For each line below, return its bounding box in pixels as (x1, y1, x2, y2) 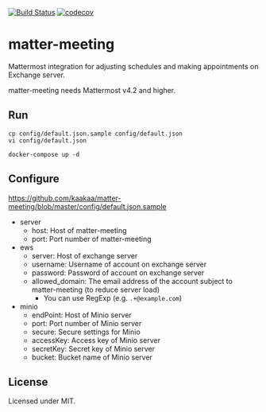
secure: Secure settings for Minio (31, 327, 141, 336)
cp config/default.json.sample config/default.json (8, 130, 183, 138)
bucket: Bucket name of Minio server (31, 352, 153, 362)
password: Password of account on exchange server (31, 267, 205, 278)
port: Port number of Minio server (31, 318, 142, 328)
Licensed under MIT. (8, 396, 76, 406)
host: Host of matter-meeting (31, 225, 127, 235)
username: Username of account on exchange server (31, 259, 207, 269)
